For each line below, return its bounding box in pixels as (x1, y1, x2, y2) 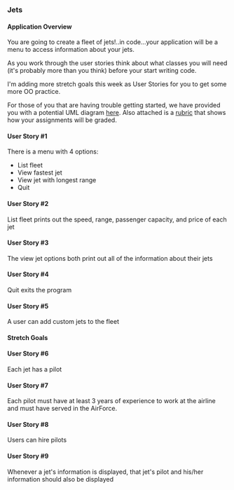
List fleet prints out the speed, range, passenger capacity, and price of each (7, 215, 227, 224)
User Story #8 (7, 420, 49, 428)
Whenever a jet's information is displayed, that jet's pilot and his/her (7, 468, 204, 476)
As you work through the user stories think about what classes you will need (7, 59, 228, 67)
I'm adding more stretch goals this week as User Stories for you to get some (7, 80, 227, 88)
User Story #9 (7, 451, 49, 460)
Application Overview (7, 22, 72, 31)
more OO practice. (7, 88, 61, 96)
